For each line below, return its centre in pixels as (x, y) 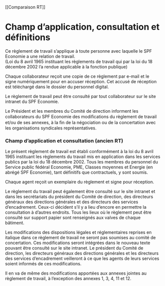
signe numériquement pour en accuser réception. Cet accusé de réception (81, 81)
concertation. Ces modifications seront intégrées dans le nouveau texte (78, 243)
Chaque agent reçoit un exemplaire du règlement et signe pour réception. (80, 182)
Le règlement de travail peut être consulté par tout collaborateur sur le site (81, 96)
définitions (28, 38)
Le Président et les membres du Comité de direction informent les (72, 111)
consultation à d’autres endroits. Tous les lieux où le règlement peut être (78, 212)
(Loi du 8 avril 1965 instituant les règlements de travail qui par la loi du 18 (79, 62)
